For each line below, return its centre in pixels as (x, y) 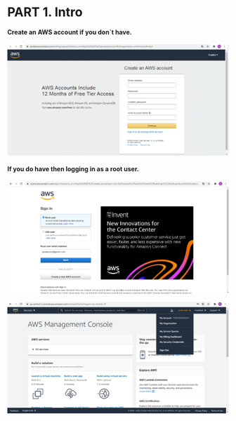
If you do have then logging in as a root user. (73, 169)
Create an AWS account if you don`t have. (70, 32)
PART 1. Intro (45, 12)
